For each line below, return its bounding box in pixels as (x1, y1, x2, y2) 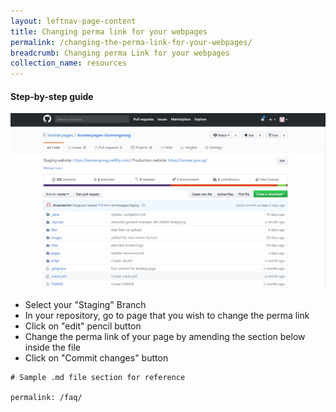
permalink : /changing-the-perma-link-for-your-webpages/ (10, 37, 253, 47)
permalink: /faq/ (10, 393, 83, 403)
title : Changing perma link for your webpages (10, 26, 208, 37)
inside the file (24, 341, 81, 354)
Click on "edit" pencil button (24, 320, 142, 332)
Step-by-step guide (10, 90, 94, 102)
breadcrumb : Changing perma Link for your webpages (10, 48, 230, 58)
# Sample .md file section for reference (10, 373, 186, 383)
